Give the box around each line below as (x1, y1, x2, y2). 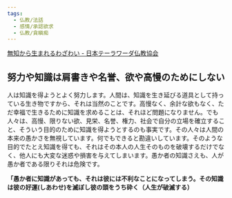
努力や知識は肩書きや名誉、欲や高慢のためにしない (7, 71, 225, 83)
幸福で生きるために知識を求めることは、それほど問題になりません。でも (12, 108, 219, 117)
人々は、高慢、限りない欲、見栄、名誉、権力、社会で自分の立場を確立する (7, 117, 219, 125)
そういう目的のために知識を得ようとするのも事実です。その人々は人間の (19, 126, 224, 134)
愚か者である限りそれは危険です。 (7, 160, 104, 168)
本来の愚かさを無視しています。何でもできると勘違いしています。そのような (7, 134, 223, 142)
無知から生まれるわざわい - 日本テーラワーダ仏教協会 (7, 49, 159, 57)
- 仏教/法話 (13, 17, 43, 23)
